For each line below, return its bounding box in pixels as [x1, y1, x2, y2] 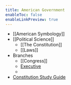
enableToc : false [5, 12, 42, 17]
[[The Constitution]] [20, 42, 62, 48]
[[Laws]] [20, 47, 38, 53]
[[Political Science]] [12, 36, 55, 42]
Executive [20, 63, 41, 69]
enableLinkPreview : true [5, 17, 58, 22]
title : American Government [5, 7, 65, 13]
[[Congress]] [20, 58, 48, 64]
